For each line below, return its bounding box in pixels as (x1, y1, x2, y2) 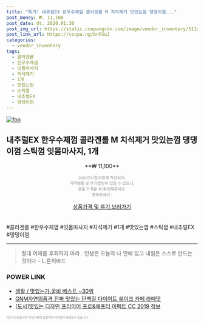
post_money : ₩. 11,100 (6, 15, 64, 21)
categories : (6, 37, 36, 43)
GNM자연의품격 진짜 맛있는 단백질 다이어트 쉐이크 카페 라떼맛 (15, 295, 161, 302)
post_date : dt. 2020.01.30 (6, 20, 75, 26)
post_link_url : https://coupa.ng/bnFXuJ (6, 32, 110, 38)
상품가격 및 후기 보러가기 (72, 203, 132, 210)
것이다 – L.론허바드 (21, 257, 66, 264)
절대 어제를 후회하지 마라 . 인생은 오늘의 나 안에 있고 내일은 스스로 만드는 (21, 250, 193, 257)
